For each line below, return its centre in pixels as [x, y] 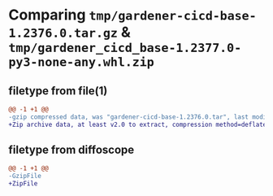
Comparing [47, 15]
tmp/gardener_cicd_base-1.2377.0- [125, 48]
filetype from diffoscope [71, 150]
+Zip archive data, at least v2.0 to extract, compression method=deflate [138, 124]
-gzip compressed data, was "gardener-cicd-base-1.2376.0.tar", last [129, 117]
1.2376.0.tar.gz [63, 34]
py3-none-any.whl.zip [81, 62]
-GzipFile [25, 176]
